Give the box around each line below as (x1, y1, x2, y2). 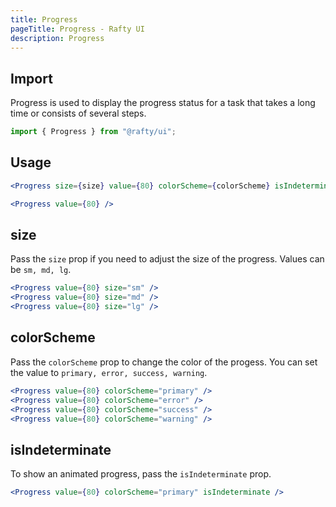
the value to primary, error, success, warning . (10, 366, 208, 378)
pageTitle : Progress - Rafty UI (10, 24, 145, 34)
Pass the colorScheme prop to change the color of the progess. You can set (10, 356, 318, 368)
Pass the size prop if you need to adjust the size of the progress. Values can (10, 253, 325, 265)
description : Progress (10, 33, 105, 43)
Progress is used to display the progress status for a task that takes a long (10, 97, 316, 109)
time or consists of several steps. (10, 107, 147, 120)
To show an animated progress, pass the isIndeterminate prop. (10, 468, 272, 480)
